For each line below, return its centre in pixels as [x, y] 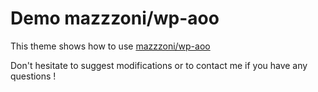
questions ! [33, 76]
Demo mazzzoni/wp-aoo [115, 18]
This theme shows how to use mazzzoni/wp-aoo [110, 46]
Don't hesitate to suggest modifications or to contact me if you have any [159, 65]
